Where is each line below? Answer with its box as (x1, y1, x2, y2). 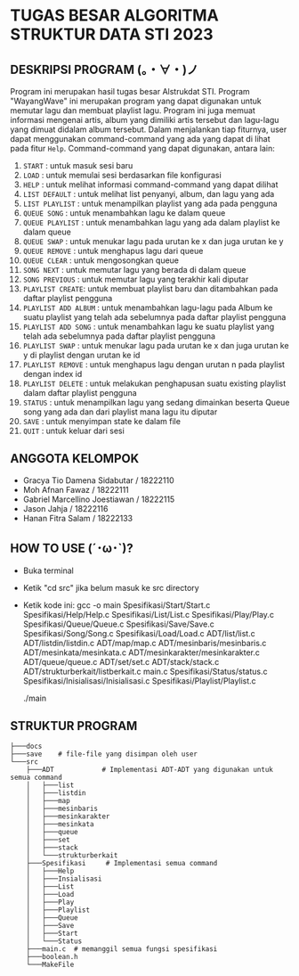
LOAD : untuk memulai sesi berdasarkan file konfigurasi (22, 170, 222, 180)
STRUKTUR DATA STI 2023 (10, 24, 214, 45)
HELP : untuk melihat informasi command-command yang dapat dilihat (22, 179, 279, 190)
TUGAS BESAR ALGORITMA (10, 5, 219, 26)
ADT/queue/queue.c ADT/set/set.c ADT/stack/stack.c (22, 656, 220, 667)
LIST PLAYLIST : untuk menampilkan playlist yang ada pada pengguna (22, 198, 279, 209)
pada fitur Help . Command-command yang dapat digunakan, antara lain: (10, 144, 275, 153)
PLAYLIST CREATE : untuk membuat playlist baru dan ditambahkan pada (22, 283, 279, 294)
